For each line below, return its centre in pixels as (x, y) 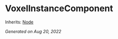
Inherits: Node (19, 22)
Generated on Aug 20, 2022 (33, 31)
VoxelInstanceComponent (59, 9)
